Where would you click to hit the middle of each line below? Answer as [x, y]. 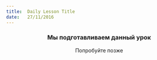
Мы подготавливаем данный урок [99, 38]
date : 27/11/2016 [30, 17]
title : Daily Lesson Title [41, 11]
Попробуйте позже [99, 50]
